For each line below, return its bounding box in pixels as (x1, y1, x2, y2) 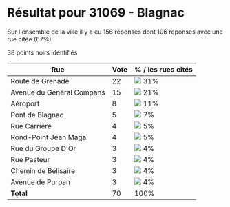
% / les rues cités (134, 64, 193, 74)
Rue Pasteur (10, 155, 50, 164)
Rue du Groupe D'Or (10, 144, 76, 153)
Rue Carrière (10, 121, 52, 130)
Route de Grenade (10, 76, 70, 86)
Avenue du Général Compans (10, 88, 105, 97)
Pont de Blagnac (10, 110, 64, 119)
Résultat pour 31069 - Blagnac (7, 5, 185, 21)
